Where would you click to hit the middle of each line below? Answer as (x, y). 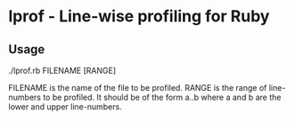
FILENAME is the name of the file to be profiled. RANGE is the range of (138, 88)
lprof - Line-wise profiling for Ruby (139, 16)
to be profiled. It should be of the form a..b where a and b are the (162, 97)
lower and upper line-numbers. (65, 107)
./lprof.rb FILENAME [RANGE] (62, 70)
